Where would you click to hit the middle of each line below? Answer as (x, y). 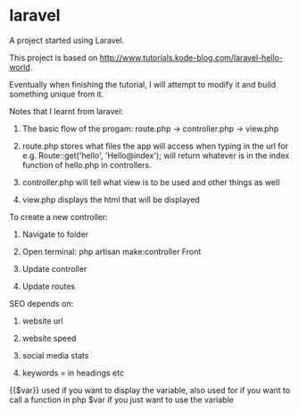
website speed (49, 338)
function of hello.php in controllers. (87, 165)
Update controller (54, 268)
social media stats (55, 355)
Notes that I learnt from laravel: (66, 111)
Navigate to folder (55, 234)
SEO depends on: (42, 303)
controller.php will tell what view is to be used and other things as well (151, 182)
